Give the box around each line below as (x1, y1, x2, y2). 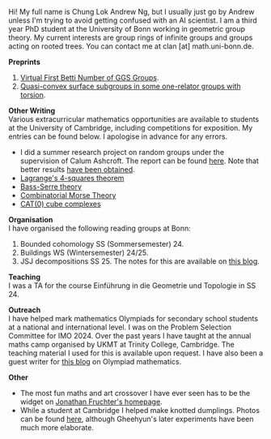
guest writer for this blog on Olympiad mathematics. (8, 357, 182, 366)
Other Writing (8, 105, 56, 115)
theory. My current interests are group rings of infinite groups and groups (8, 32, 253, 42)
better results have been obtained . (19, 165, 135, 174)
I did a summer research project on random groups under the (19, 148, 225, 157)
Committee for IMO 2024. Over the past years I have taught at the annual (8, 331, 252, 340)
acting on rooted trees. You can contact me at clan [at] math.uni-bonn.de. (8, 41, 254, 51)
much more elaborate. (19, 423, 95, 433)
